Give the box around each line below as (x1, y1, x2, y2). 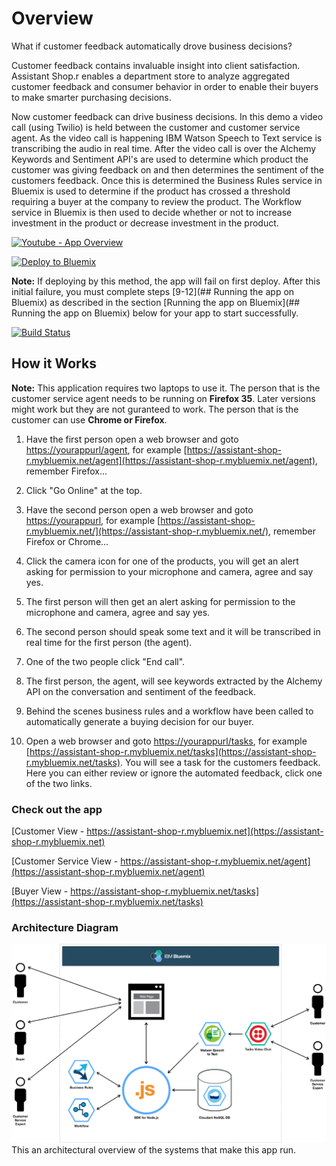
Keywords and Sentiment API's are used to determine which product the (11, 153, 309, 165)
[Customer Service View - (11, 855, 119, 867)
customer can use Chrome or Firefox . (11, 413, 168, 426)
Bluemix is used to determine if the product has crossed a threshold (11, 185, 291, 197)
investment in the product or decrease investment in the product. (11, 217, 279, 229)
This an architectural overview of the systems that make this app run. (11, 1143, 297, 1156)
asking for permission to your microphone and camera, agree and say (25, 565, 314, 577)
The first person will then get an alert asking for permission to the (25, 595, 296, 607)
